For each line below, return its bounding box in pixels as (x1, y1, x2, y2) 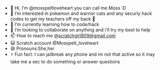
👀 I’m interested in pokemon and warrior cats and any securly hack (10, 10, 152, 16)
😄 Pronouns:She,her (10, 45, 55, 51)
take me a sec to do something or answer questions (10, 59, 120, 64)
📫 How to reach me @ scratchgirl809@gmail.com (10, 32, 116, 39)
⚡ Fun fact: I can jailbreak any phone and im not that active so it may (10, 51, 155, 57)
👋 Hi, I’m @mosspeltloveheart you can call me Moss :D (10, 5, 126, 11)
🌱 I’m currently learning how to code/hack (10, 21, 99, 27)
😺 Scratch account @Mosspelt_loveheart (10, 40, 99, 46)
